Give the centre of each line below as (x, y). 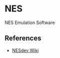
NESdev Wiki (25, 50)
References (23, 38)
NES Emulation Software (30, 22)
